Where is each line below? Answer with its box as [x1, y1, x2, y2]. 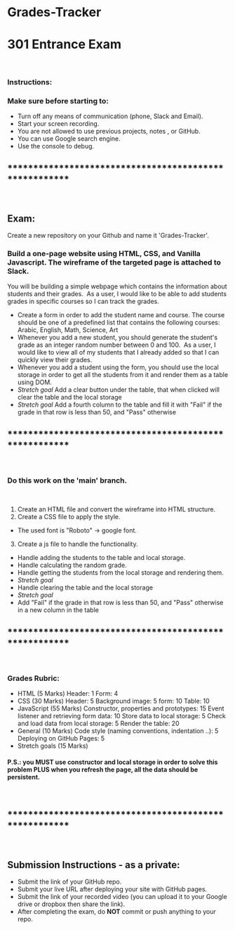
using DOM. [17, 378, 53, 387]
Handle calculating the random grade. [17, 561, 128, 570]
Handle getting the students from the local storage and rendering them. [17, 568, 224, 577]
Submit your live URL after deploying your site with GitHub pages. [17, 885, 208, 893]
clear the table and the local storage [17, 393, 122, 402]
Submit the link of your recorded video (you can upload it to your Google [17, 893, 227, 901]
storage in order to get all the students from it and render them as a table [17, 371, 229, 379]
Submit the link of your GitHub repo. [17, 877, 122, 886]
